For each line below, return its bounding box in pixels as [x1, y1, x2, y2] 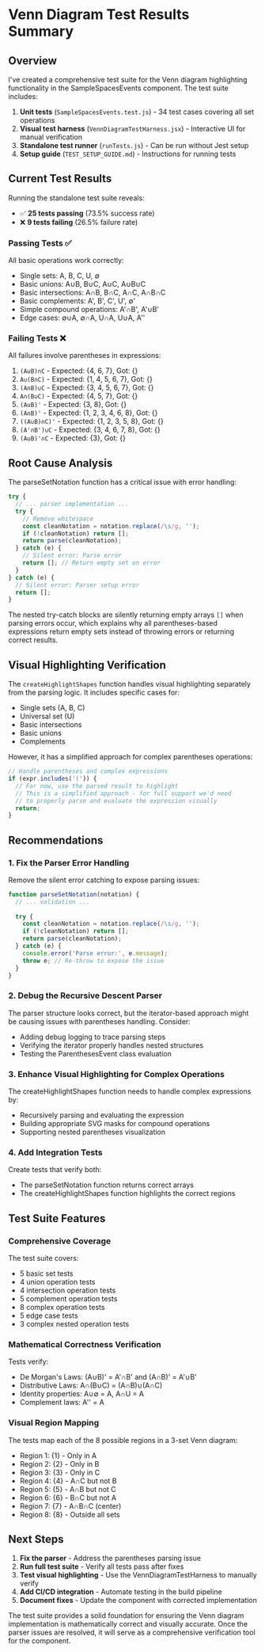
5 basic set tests [19, 1269, 74, 1278]
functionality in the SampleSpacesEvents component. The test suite [8, 83, 229, 93]
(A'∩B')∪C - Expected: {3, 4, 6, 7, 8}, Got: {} [19, 425, 161, 435]
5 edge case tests [19, 1311, 78, 1320]
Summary [8, 22, 74, 40]
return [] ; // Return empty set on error [22, 559, 161, 567]
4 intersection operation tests [19, 1285, 116, 1296]
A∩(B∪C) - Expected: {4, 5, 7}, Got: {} [19, 391, 138, 401]
